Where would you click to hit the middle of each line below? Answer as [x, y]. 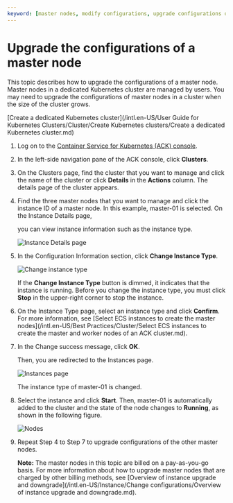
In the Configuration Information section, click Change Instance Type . [118, 256]
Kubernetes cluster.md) [41, 132]
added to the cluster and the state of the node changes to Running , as [118, 407]
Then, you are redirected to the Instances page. [85, 360]
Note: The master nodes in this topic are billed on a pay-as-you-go [113, 463]
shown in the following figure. [60, 415]
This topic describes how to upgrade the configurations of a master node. [113, 82]
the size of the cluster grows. [49, 104]
